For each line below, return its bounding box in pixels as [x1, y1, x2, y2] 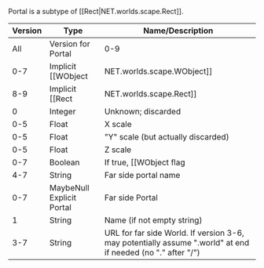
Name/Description [142, 25, 214, 36]
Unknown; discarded [104, 106, 181, 117]
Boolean [49, 157, 80, 168]
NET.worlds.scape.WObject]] [104, 66, 213, 77]
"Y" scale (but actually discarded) [104, 132, 229, 142]
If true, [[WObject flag [104, 157, 185, 168]
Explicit [49, 192, 77, 203]
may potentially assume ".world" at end [104, 237, 250, 248]
